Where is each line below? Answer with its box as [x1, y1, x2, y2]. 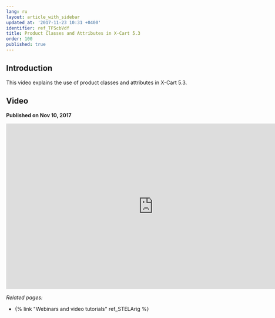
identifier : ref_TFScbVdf [6, 25, 69, 31]
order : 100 [6, 36, 33, 42]
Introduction [6, 63, 53, 74]
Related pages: [6, 294, 43, 301]
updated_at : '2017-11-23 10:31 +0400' [6, 19, 101, 25]
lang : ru [6, 8, 28, 15]
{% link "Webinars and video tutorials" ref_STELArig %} [14, 305, 149, 312]
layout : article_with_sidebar [6, 14, 81, 20]
